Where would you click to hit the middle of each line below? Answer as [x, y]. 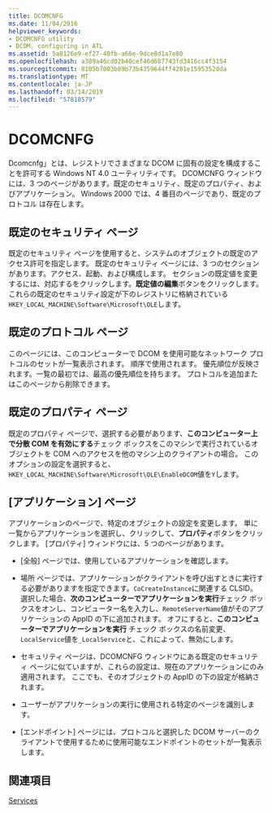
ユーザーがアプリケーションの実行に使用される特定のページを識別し [134, 705]
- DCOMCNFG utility [41, 39]
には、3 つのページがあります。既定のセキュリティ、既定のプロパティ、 [128, 183]
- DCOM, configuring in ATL [56, 46]
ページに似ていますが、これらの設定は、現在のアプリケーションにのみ [147, 667]
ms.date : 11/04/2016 [43, 24]
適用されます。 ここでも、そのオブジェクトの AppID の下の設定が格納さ [140, 677]
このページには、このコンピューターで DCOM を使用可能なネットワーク [128, 353]
